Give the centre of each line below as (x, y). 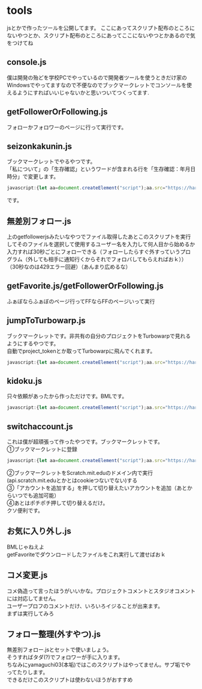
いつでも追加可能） (35, 495)
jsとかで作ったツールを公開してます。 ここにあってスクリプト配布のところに (101, 28)
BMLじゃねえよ (25, 547)
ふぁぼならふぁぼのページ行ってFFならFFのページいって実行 (81, 301)
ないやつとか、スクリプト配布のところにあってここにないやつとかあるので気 (101, 35)
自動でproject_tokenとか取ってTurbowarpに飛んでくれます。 (81, 351)
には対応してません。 (33, 598)
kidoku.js (25, 381)
